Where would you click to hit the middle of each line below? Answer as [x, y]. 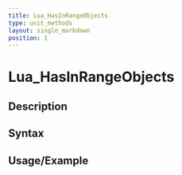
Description [38, 106]
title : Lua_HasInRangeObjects [58, 16]
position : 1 [28, 38]
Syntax [26, 133]
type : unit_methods [41, 23]
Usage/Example [48, 160]
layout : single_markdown [49, 30]
